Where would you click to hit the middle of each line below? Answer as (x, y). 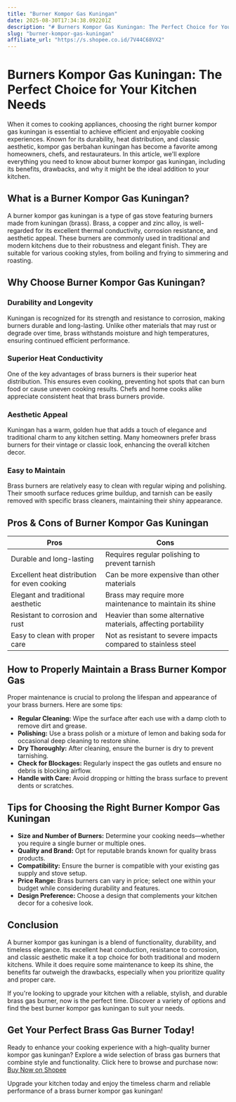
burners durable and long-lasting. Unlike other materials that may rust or (112, 325)
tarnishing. (33, 756)
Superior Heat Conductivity (55, 358)
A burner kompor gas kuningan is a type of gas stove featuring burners (110, 215)
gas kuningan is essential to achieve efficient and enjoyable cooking (106, 132)
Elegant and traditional (48, 595)
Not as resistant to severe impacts (161, 635)
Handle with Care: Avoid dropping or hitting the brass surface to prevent (123, 778)
